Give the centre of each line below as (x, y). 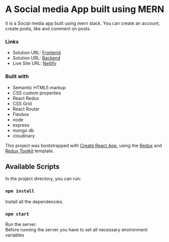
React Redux (26, 98)
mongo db (23, 130)
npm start (17, 214)
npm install (20, 191)
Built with (17, 77)
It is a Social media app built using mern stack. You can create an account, (83, 23)
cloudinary (24, 136)
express (21, 125)
